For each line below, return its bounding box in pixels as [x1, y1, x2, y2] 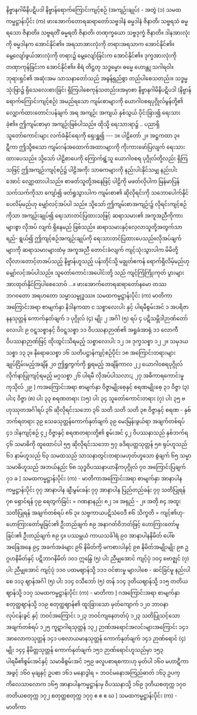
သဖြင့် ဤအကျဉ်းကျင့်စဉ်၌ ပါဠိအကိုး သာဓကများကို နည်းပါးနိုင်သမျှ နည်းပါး [6, 166, 178, 173]
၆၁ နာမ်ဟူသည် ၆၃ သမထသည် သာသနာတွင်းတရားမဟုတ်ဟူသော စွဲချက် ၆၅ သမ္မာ [6, 452, 192, 459]
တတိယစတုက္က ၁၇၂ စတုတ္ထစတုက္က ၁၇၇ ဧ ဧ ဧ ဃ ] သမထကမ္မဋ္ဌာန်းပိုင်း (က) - [6, 692, 178, 699]
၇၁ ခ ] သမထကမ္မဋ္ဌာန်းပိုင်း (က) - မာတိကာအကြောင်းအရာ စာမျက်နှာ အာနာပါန [6, 475, 182, 482]
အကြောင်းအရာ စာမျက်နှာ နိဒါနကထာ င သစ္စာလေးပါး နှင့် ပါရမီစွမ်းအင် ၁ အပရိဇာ [6, 303, 189, 310]
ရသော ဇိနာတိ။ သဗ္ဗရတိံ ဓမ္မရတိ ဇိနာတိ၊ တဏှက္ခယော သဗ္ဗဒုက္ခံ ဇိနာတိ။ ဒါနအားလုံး [6, 29, 190, 36]
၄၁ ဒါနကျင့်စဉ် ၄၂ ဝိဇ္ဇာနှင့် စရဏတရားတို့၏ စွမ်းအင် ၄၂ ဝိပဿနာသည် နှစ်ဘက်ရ [6, 429, 188, 436]
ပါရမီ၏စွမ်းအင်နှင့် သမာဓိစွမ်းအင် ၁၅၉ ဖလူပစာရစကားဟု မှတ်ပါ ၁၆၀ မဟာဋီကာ [6, 658, 189, 665]
